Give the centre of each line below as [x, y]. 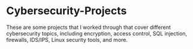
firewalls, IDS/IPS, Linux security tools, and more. [67, 40]
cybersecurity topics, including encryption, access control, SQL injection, [97, 33]
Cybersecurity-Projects [67, 11]
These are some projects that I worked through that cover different [88, 27]
